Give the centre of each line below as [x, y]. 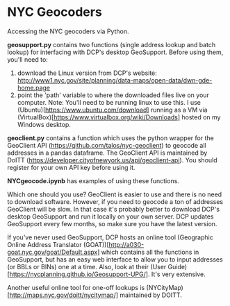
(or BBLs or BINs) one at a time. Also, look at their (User [87, 266]
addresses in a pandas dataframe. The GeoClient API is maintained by [107, 153]
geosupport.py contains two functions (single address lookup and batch [112, 44]
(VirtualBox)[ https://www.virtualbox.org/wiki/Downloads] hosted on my [119, 117]
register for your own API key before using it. [71, 167]
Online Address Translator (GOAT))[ [58, 244]
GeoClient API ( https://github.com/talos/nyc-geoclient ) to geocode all [107, 145]
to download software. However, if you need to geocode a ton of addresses [115, 201]
